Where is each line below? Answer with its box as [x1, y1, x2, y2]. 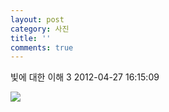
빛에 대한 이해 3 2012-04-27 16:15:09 [10, 71, 160, 83]
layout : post [10, 14, 65, 25]
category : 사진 [10, 24, 70, 34]
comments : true [10, 42, 74, 53]
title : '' [10, 33, 52, 43]
